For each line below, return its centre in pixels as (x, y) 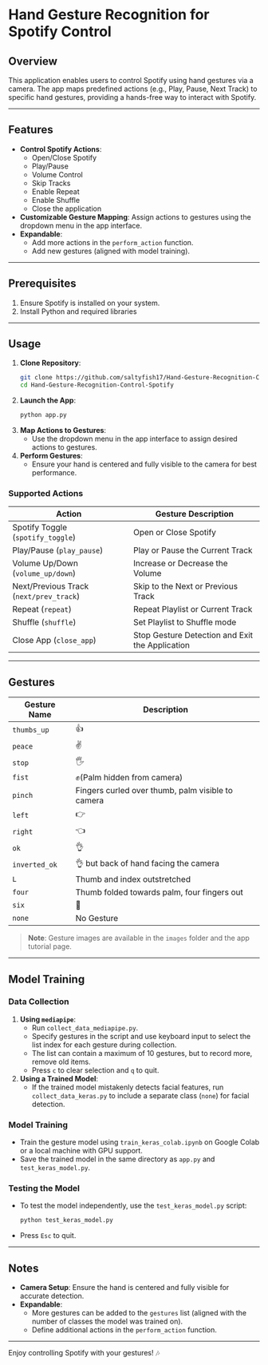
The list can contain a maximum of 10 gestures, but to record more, (142, 1053)
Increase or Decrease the (181, 563)
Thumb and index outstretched (133, 879)
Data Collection (39, 1002)
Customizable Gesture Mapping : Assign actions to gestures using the (135, 216)
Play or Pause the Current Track (193, 550)
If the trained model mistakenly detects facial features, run (128, 1087)
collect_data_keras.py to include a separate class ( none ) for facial (140, 1095)
